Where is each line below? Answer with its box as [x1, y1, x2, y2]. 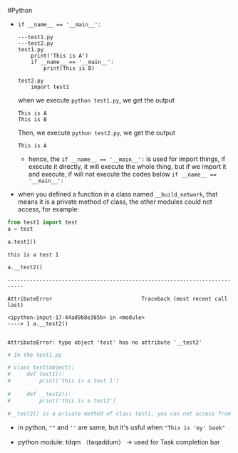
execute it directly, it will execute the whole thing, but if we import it [28, 162, 227, 170]
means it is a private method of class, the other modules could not [17, 197, 212, 206]
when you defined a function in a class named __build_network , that [17, 190, 218, 198]
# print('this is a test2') [7, 397, 116, 405]
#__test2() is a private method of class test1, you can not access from [7, 410, 232, 417]
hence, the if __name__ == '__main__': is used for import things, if [28, 155, 226, 163]
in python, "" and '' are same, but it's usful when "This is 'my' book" [17, 423, 226, 432]
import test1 [31, 83, 70, 90]
